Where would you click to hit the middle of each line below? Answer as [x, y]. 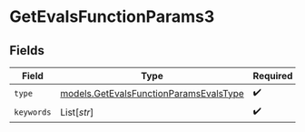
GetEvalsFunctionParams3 [112, 17]
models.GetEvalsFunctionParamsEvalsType [152, 93]
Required [273, 76]
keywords [33, 112]
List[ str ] [77, 112]
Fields [27, 51]
